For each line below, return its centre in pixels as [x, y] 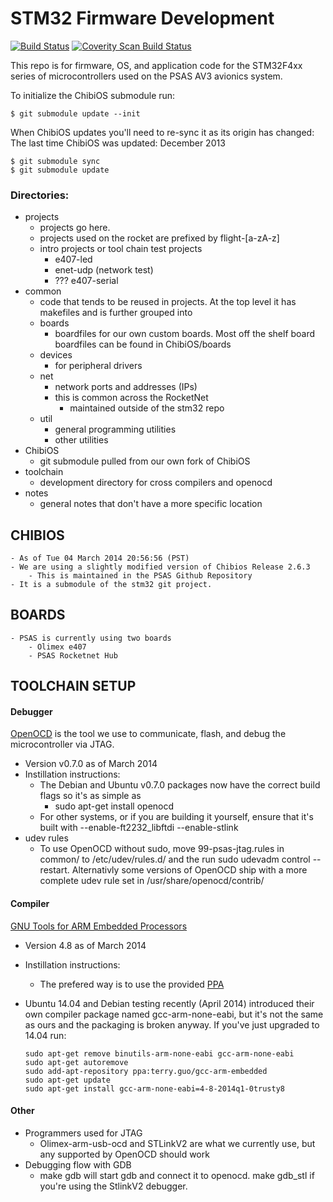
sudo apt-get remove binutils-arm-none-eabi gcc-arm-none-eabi [159, 1053]
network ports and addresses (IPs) [126, 387]
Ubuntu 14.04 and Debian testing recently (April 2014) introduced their [169, 1003]
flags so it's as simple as [90, 796]
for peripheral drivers [98, 366]
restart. [54, 870]
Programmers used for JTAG [83, 1133]
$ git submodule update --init [75, 113]
